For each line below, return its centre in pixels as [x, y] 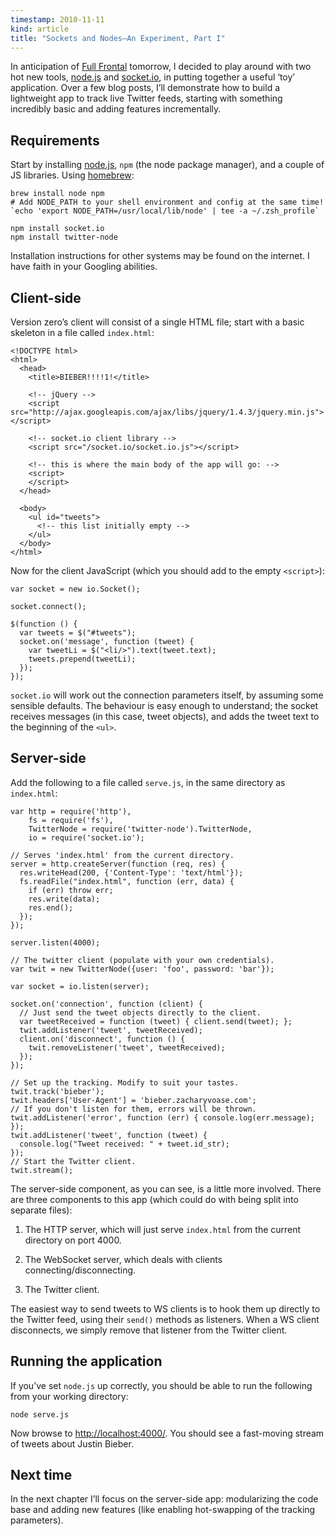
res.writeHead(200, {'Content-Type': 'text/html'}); [131, 872]
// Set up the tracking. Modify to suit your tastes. [125, 1082]
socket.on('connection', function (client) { [106, 1004]
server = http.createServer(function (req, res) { [118, 864]
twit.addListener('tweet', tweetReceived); [111, 1030]
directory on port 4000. [73, 1240]
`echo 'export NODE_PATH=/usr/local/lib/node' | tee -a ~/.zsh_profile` [165, 211]
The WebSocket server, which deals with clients [123, 1259]
